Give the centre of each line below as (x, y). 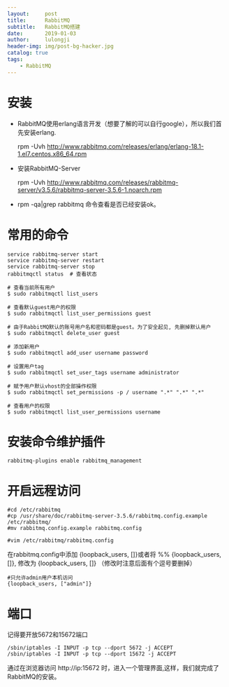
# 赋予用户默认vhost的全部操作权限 (52, 386)
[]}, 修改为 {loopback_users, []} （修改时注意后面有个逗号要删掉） (102, 563)
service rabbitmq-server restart (56, 260)
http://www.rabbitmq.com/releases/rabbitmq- (113, 182)
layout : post (32, 14)
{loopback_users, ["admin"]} (50, 584)
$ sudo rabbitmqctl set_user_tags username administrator (93, 372)
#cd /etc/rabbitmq (34, 510)
